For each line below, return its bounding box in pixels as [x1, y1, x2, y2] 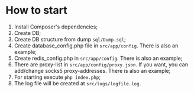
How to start [5, 4, 67, 17]
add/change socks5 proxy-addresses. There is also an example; [14, 67, 171, 74]
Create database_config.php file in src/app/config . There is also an [14, 42, 179, 49]
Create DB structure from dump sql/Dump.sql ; [14, 36, 127, 43]
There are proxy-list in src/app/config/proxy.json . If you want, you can [14, 60, 189, 68]
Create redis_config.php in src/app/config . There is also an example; [14, 54, 183, 62]
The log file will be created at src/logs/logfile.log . [14, 79, 141, 86]
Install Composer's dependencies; [14, 23, 98, 30]
